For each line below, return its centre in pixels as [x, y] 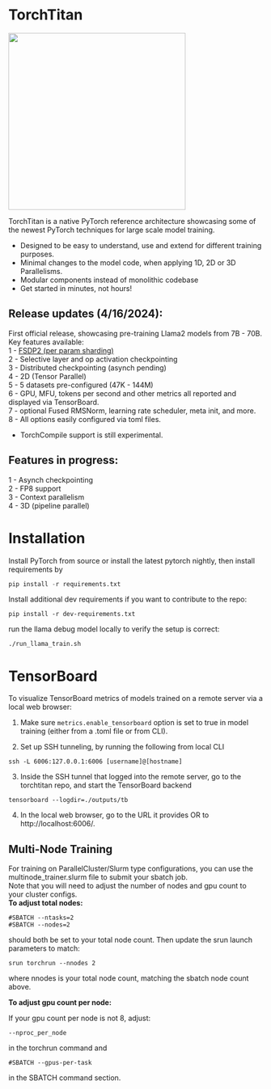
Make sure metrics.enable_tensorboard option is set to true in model [134, 723]
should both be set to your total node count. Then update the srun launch [131, 940]
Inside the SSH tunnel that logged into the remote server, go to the [130, 777]
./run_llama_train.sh [45, 644]
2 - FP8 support [35, 488]
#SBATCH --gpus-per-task [50, 1063]
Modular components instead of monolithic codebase [109, 280]
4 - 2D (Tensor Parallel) [47, 376]
